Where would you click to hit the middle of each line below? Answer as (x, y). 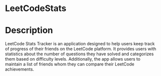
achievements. (20, 69)
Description (29, 31)
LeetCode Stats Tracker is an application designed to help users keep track (80, 44)
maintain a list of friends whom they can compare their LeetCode (70, 64)
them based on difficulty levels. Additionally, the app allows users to (73, 59)
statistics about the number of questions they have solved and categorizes (79, 54)
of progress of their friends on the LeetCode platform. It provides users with (80, 49)
